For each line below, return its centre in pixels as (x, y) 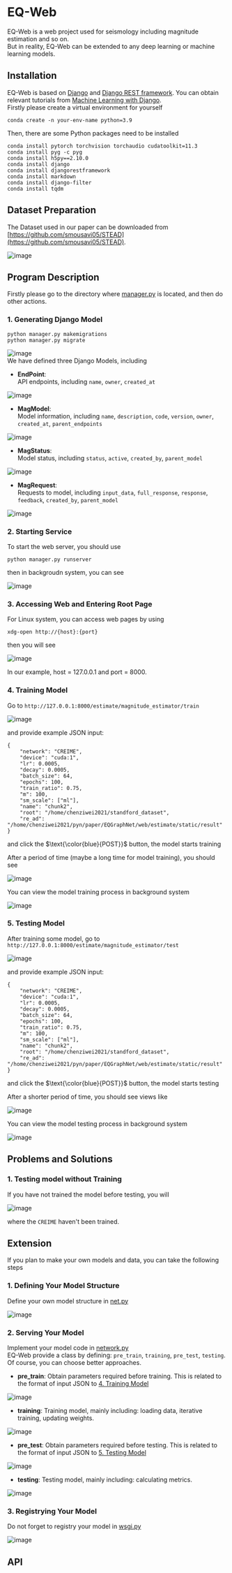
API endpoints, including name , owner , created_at (86, 381)
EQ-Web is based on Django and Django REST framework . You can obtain (113, 92)
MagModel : (34, 409)
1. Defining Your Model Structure (63, 1286)
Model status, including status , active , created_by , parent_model (110, 458)
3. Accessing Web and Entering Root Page (80, 603)
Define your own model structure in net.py (68, 1301)
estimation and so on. (38, 38)
